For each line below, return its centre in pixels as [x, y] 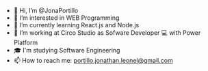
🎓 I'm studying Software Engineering [67, 50]
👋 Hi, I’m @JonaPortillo [46, 11]
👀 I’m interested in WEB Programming [66, 18]
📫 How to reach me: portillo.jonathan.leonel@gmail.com [93, 60]
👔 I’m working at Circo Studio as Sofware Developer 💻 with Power [107, 33]
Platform [26, 42]
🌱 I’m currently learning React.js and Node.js [76, 25]
